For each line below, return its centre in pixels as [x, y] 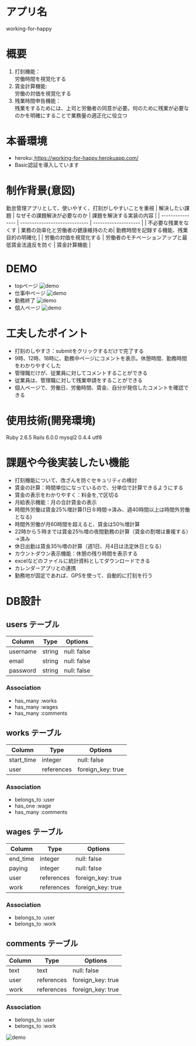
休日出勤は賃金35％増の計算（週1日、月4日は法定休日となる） [90, 546]
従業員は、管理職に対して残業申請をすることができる [79, 380]
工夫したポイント [47, 333]
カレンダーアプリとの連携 [45, 568]
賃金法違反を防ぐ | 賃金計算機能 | [51, 244]
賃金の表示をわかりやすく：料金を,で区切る [66, 495]
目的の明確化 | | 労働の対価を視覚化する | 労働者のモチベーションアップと [94, 237]
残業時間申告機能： [38, 101]
